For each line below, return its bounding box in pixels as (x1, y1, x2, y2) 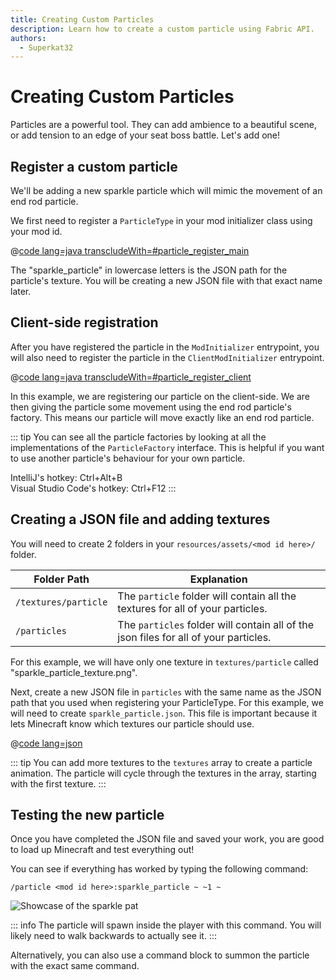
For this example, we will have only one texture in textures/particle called (10, 656, 319, 668)
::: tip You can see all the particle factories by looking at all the (10, 431, 267, 443)
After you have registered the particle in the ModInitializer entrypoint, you (10, 341, 320, 353)
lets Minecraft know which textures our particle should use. (10, 717, 255, 730)
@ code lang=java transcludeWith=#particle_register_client (10, 371, 252, 383)
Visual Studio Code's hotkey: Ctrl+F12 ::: (10, 482, 177, 494)
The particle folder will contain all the (117, 589, 297, 603)
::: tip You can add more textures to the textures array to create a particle (10, 756, 313, 768)
